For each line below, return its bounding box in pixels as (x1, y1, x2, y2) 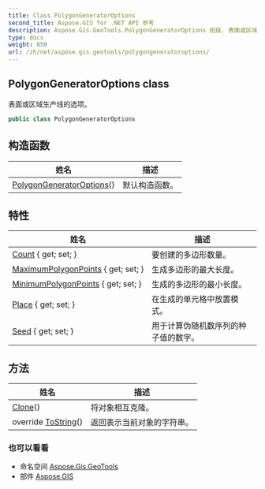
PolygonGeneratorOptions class (8, 77, 170, 91)
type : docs (8, 33, 44, 42)
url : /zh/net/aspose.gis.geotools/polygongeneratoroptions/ (8, 48, 211, 56)
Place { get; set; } (12, 299, 76, 310)
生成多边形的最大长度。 (151, 264, 239, 275)
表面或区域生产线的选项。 (8, 99, 91, 109)
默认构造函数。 (122, 179, 179, 190)
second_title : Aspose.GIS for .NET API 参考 (8, 19, 155, 27)
